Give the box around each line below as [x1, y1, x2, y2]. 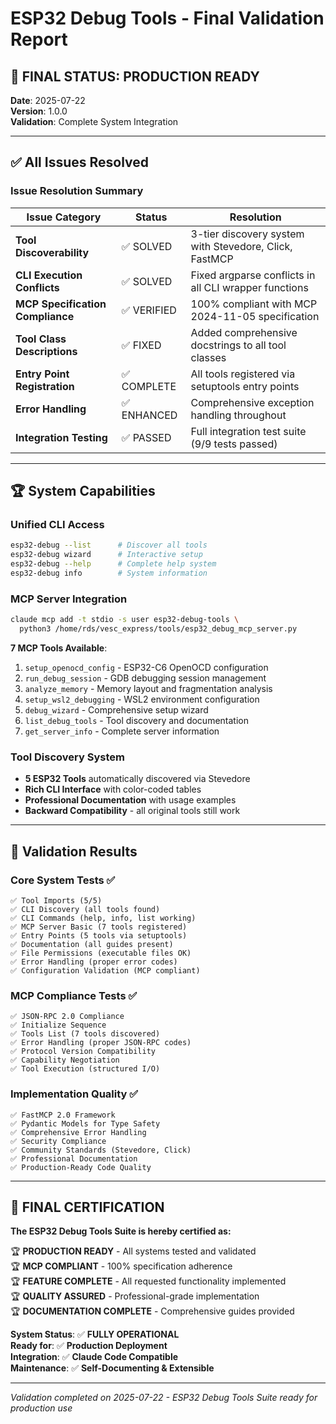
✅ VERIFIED [121, 303, 177, 317]
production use [10, 1402, 73, 1414]
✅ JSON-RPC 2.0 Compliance [10, 1012, 125, 1022]
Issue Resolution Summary [10, 184, 144, 198]
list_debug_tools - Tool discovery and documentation [24, 714, 249, 726]
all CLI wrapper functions [190, 280, 309, 294]
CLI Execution [15, 268, 83, 282]
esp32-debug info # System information [10, 568, 208, 578]
